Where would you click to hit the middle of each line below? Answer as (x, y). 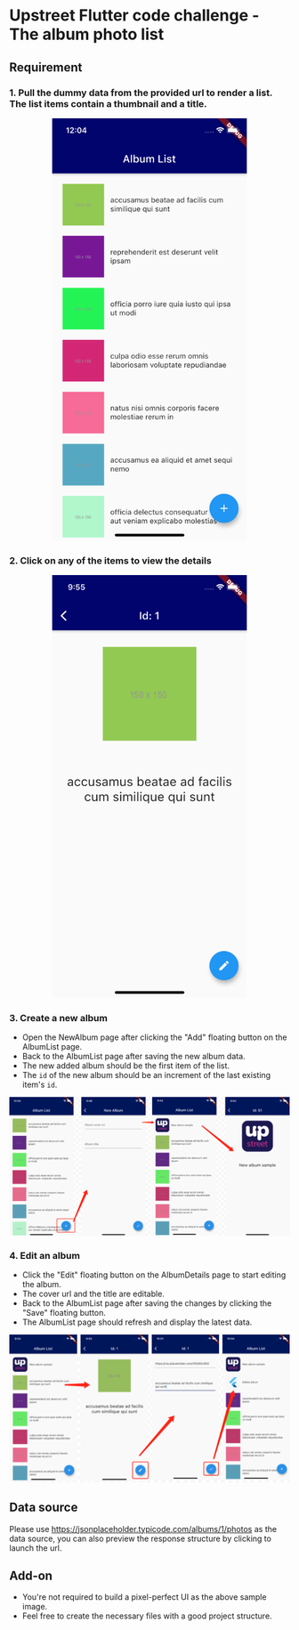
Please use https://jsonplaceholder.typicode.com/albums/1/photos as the (143, 1529)
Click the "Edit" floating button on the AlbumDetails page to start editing (154, 1275)
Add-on (31, 1575)
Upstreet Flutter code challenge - (134, 16)
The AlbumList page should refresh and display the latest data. (137, 1322)
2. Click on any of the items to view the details (110, 561)
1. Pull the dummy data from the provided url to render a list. (141, 93)
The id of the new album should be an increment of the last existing (146, 1075)
